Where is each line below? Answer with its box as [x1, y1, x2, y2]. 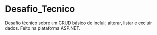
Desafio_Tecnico [5, 3, 75, 15]
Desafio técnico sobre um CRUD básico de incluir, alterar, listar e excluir [5, 20, 152, 26]
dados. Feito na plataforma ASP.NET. [5, 25, 81, 31]
